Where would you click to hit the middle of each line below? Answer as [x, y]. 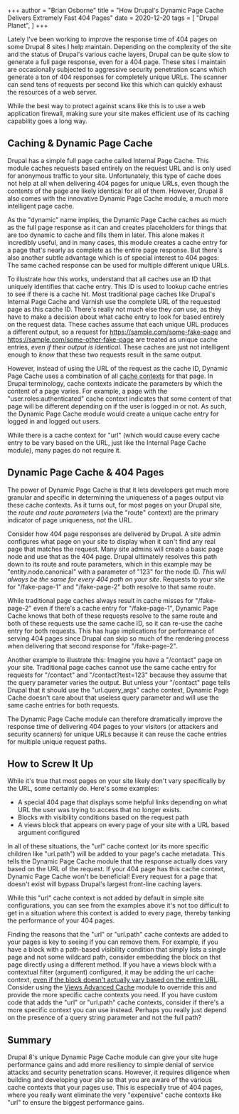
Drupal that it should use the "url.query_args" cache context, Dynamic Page [118, 690]
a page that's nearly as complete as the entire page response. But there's [115, 250]
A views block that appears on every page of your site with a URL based [123, 825]
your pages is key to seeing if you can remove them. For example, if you [113, 942]
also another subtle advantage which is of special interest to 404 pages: [113, 257]
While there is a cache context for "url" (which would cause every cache [114, 435]
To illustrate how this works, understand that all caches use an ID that [109, 279]
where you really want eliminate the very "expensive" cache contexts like [115, 1095]
